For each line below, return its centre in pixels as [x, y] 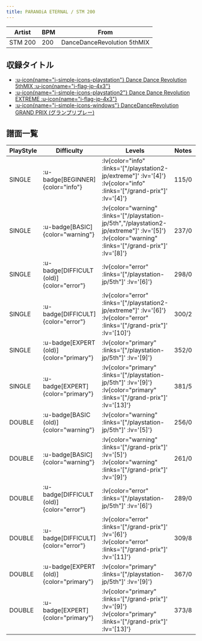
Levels [135, 151]
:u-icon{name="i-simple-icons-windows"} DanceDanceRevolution [97, 105]
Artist [23, 32]
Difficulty [69, 151]
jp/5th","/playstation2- [134, 223]
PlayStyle [23, 151]
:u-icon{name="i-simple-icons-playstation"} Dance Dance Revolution [101, 80]
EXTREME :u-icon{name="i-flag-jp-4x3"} [66, 99]
